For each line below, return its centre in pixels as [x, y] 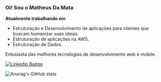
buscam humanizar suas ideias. [46, 34]
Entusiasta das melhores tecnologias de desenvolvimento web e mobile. [81, 54]
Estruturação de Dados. [37, 45]
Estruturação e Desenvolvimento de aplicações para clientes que [80, 28]
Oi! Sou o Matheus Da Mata [39, 8]
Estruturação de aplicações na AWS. [51, 39]
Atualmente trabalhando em [36, 19]
